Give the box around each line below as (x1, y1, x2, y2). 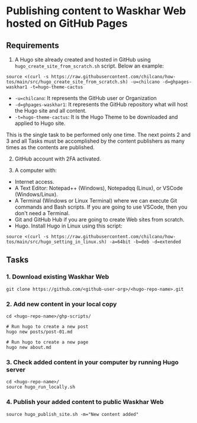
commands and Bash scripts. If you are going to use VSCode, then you (14, 203, 188, 210)
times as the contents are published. (6, 144, 95, 150)
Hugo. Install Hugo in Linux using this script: (14, 222, 122, 229)
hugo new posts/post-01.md (6, 329, 73, 335)
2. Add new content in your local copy (6, 300, 117, 308)
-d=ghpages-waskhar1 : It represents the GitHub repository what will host (14, 101, 188, 108)
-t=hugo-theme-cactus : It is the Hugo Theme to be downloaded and (14, 114, 179, 120)
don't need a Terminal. (14, 210, 70, 217)
